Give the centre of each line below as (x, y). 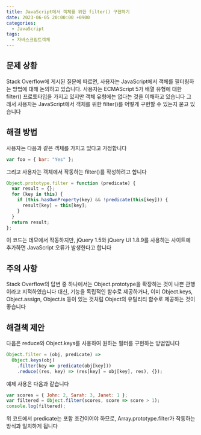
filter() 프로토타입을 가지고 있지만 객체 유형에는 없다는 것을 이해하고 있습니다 (96, 96)
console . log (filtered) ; (36, 406)
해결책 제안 (26, 327)
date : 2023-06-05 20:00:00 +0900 (48, 17)
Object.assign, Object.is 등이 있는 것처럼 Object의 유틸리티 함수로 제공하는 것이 (101, 299)
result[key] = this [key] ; (54, 205)
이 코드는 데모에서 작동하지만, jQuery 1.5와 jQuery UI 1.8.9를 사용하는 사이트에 (98, 240)
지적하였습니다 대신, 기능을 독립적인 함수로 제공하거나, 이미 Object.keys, (107, 292)
